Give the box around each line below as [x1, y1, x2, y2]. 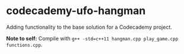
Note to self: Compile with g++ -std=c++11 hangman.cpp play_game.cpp [6, 35, 179, 42]
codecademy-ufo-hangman [6, 4, 146, 18]
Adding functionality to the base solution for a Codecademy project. [6, 23, 172, 31]
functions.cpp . [6, 41, 43, 48]
